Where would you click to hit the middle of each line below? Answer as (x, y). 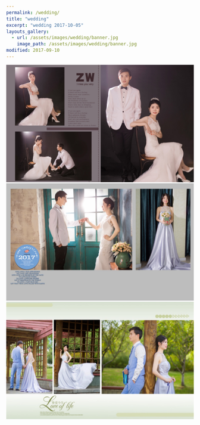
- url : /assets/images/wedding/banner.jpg (65, 38)
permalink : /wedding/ (33, 13)
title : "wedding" (28, 19)
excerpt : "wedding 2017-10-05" (45, 25)
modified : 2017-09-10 (33, 51)
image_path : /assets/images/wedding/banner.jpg (77, 44)
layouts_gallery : (28, 32)
